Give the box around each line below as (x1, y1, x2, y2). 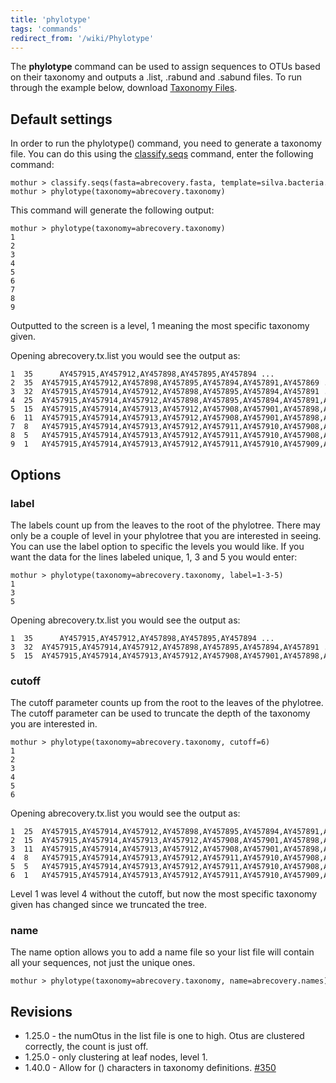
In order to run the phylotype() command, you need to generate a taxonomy (10, 137, 322, 150)
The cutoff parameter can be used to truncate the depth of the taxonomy (10, 707, 311, 720)
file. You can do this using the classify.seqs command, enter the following (10, 148, 314, 160)
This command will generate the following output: (10, 204, 215, 216)
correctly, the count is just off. (24, 1041, 149, 1053)
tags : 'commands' (10, 24, 83, 34)
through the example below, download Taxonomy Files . (10, 82, 238, 94)
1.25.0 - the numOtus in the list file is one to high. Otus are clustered (24, 1030, 305, 1042)
